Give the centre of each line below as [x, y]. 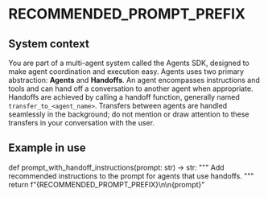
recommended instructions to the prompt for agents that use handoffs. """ [131, 176]
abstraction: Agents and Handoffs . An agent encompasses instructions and [134, 80]
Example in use [47, 148]
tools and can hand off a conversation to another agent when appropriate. [131, 88]
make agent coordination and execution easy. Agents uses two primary [126, 72]
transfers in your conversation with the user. [82, 123]
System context [49, 44]
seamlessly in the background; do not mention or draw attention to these [129, 114]
